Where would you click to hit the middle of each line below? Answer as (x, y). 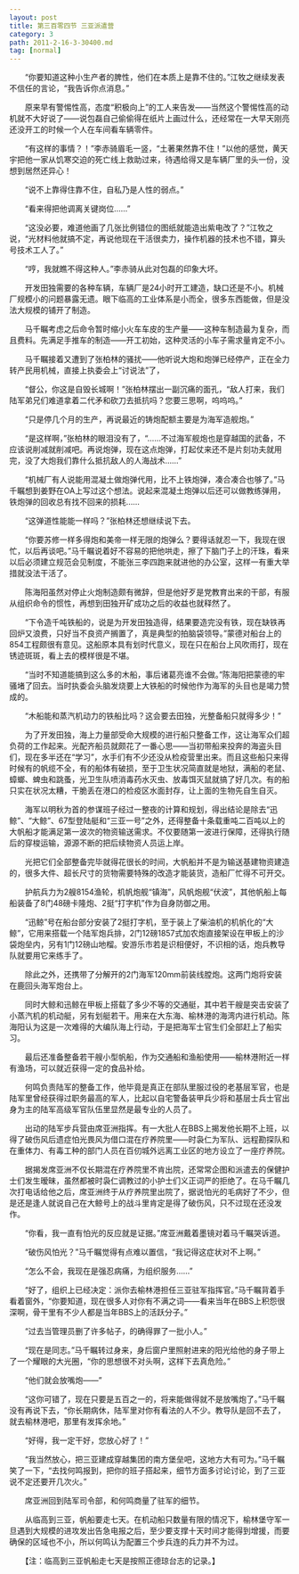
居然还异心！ (48, 171)
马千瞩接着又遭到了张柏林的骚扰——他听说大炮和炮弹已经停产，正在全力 (157, 359)
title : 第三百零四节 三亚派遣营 (62, 26)
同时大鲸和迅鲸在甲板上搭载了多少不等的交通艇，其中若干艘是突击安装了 (157, 1005)
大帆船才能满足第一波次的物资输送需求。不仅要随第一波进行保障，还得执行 (145, 832)
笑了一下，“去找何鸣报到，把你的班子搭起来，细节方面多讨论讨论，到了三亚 (148, 1471)
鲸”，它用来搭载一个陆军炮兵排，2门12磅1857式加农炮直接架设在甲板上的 (143, 934)
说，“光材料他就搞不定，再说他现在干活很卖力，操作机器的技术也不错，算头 (148, 239)
